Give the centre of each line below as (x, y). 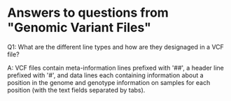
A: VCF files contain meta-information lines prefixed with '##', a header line (115, 68)
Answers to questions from (88, 13)
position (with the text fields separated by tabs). (76, 90)
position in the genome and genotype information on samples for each (109, 82)
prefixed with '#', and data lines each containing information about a (106, 75)
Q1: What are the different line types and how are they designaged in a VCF (115, 47)
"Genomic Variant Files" (79, 28)
